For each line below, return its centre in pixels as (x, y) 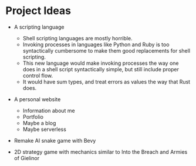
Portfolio (33, 117)
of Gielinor (27, 158)
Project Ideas (38, 11)
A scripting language (39, 27)
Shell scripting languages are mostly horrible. (77, 38)
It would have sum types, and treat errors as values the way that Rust (107, 82)
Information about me (49, 110)
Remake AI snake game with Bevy (55, 140)
